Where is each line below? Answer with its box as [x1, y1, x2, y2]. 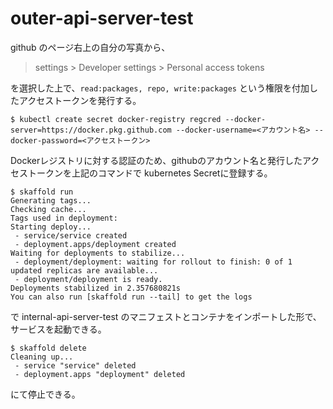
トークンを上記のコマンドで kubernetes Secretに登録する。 [27, 167, 273, 179]
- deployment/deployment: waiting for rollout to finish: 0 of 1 [14, 257, 293, 267]
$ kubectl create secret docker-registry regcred [10, 114, 222, 124]
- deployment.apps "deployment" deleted [14, 369, 186, 379]
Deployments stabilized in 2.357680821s [10, 283, 182, 293]
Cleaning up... [10, 352, 74, 362]
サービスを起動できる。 [10, 323, 107, 335]
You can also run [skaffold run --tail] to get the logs [10, 292, 253, 302]
